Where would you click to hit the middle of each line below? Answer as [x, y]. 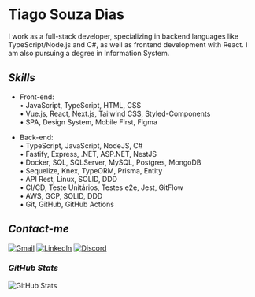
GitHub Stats [33, 268]
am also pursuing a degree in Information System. [89, 53]
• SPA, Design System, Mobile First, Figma [88, 122]
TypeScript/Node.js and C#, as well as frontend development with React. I [128, 44]
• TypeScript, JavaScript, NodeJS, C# [81, 145]
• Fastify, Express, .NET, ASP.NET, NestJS [88, 154]
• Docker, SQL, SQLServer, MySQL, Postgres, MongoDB [110, 162]
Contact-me [39, 229]
